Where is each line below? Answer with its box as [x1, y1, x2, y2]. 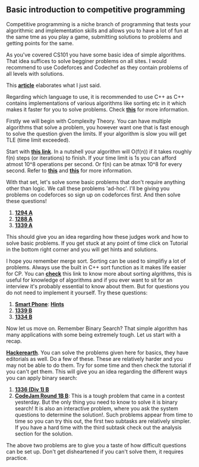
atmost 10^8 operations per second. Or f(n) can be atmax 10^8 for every [6, 160, 182, 167]
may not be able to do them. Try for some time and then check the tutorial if [6, 362, 191, 369]
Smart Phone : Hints [14, 300, 64, 307]
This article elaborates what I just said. [6, 82, 102, 89]
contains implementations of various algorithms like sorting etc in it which [6, 99, 187, 107]
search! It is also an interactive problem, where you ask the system [14, 404, 178, 412]
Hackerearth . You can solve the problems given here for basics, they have [6, 348, 189, 356]
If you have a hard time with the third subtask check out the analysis [14, 424, 182, 431]
